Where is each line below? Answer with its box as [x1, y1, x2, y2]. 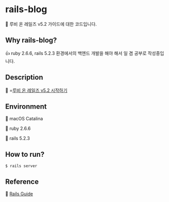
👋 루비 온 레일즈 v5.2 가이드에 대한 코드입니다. [5, 21, 97, 27]
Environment [5, 102, 47, 111]
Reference [5, 177, 39, 186]
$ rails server [5, 163, 38, 169]
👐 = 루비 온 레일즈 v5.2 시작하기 [5, 87, 67, 93]
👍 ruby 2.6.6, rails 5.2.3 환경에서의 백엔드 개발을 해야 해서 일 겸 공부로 [5, 50, 147, 56]
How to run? [5, 150, 45, 158]
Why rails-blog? [5, 36, 57, 45]
